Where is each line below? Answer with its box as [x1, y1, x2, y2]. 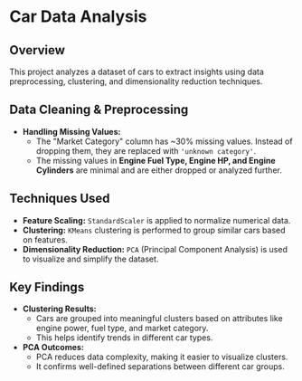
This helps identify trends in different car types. [35, 332, 213, 343]
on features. [22, 233, 68, 245]
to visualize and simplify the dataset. [22, 253, 159, 264]
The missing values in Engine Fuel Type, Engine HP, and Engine [35, 155, 276, 166]
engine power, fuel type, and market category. [35, 323, 209, 334]
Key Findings [9, 280, 85, 295]
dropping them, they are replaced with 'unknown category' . [35, 145, 256, 156]
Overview [9, 43, 66, 58]
